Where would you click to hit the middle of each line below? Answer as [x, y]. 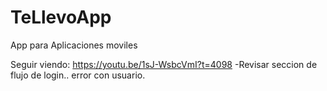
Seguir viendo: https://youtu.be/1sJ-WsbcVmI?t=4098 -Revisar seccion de [164, 64]
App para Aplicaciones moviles [74, 45]
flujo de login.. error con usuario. [78, 75]
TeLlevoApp [61, 17]
